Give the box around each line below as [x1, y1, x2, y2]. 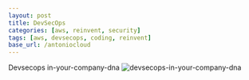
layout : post [8, 11, 52, 20]
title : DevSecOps [8, 19, 66, 27]
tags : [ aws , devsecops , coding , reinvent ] [8, 33, 152, 42]
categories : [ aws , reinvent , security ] [8, 26, 141, 34]
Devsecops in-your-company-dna [8, 63, 120, 72]
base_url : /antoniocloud [8, 41, 91, 49]
